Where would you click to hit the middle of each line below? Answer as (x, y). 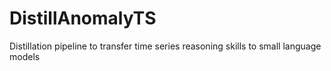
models (25, 56)
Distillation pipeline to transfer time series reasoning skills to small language (165, 46)
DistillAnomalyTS (83, 18)
